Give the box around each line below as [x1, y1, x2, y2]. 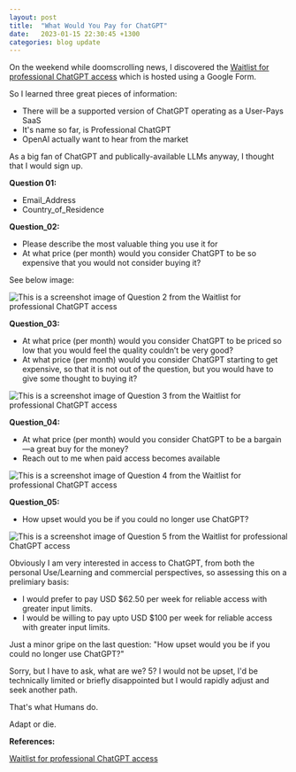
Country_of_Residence [21, 205, 104, 215]
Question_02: [9, 222, 60, 232]
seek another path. [9, 684, 78, 696]
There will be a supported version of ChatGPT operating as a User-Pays [21, 105, 285, 116]
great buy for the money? [36, 444, 129, 455]
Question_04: [9, 417, 60, 428]
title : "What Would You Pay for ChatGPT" [9, 21, 168, 30]
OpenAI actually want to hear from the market [21, 134, 189, 144]
